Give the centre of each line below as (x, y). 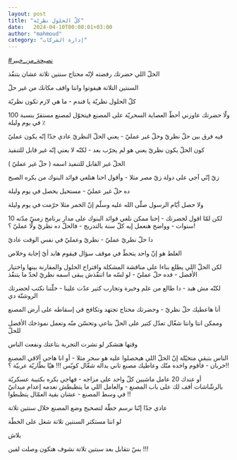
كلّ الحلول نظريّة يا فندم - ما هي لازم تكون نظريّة (72, 101)
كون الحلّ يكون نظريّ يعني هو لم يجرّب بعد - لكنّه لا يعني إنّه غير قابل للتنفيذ (107, 150)
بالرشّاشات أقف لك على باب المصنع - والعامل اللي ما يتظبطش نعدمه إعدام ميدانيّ (116, 387)
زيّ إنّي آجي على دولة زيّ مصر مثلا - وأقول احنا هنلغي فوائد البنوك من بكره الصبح (114, 177)
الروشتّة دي (23, 296)
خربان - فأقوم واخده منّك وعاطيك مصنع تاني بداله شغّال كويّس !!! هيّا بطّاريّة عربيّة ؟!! (119, 365)
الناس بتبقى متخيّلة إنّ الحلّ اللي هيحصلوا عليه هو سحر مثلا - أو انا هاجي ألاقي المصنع (118, 358)
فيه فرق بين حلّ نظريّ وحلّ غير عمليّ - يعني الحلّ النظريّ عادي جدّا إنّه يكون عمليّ (116, 136)
